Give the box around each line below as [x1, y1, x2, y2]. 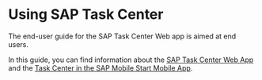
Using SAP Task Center [8, 5, 164, 24]
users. [8, 39, 29, 49]
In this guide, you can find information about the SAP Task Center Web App [8, 55, 254, 64]
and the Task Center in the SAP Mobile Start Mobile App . [8, 63, 193, 72]
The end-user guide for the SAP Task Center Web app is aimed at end [8, 31, 237, 41]
